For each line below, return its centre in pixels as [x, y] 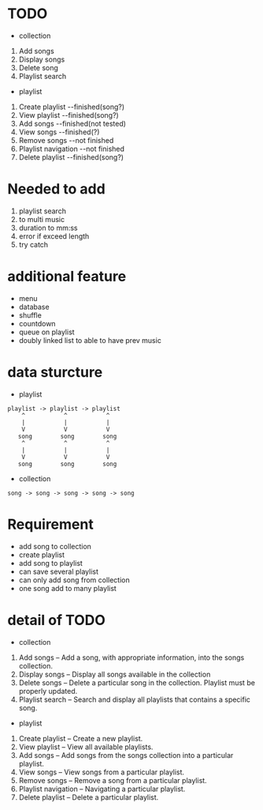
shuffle [30, 315]
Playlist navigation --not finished [72, 149]
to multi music [41, 219]
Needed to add [56, 189]
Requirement [50, 524]
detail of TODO [56, 620]
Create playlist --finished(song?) [72, 107]
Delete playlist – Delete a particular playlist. [89, 797]
